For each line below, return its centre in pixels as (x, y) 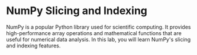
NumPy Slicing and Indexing (77, 11)
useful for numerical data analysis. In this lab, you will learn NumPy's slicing (98, 39)
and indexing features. (33, 46)
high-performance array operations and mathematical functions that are (94, 33)
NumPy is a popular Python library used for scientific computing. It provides (98, 27)
